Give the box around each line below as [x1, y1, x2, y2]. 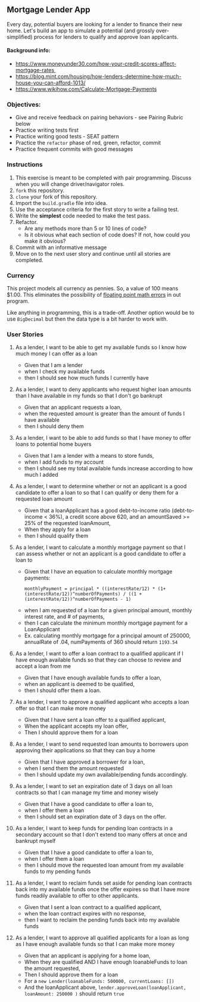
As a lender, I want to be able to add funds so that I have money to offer [15, 435, 191, 442]
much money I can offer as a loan [15, 350, 98, 357]
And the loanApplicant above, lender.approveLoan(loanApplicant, [24, 984, 186, 991]
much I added [24, 471, 58, 479]
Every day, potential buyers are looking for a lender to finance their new [7, 20, 183, 27]
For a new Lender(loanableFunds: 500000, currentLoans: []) [24, 978, 174, 985]
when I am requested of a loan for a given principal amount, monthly [24, 607, 192, 614]
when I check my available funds [24, 368, 105, 375]
